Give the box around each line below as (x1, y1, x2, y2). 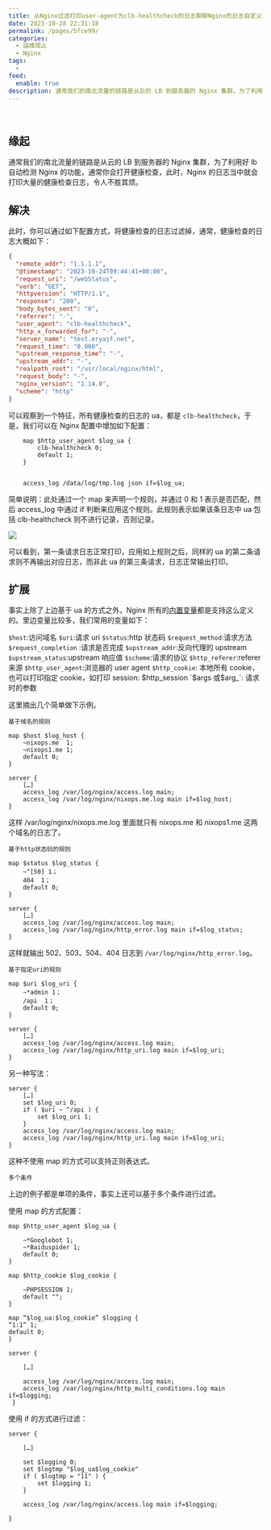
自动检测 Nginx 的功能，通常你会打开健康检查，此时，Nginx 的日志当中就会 (8, 167, 258, 177)
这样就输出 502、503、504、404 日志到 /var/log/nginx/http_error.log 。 (8, 948, 256, 958)
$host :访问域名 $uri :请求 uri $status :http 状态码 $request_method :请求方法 (8, 632, 252, 642)
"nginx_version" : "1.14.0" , (15, 380, 110, 388)
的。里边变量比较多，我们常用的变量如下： (8, 615, 150, 625)
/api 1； (23, 997, 55, 1005)
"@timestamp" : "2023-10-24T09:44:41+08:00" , (15, 267, 168, 275)
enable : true (15, 79, 60, 87)
